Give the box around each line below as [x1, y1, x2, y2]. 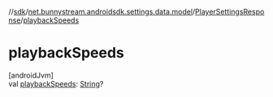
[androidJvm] [8, 70, 54, 80]
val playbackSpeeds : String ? [8, 78, 104, 88]
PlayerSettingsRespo [194, 7, 265, 16]
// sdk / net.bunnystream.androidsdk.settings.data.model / [8, 7, 196, 16]
